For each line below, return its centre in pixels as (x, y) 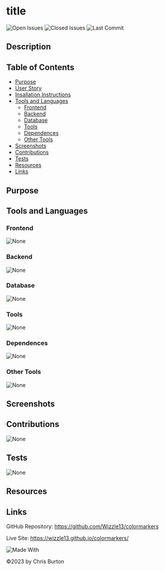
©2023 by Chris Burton (35, 561)
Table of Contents (40, 67)
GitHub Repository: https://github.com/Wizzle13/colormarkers (82, 526)
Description (28, 47)
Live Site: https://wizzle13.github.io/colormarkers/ (67, 538)
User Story (28, 88)
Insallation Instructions (43, 95)
